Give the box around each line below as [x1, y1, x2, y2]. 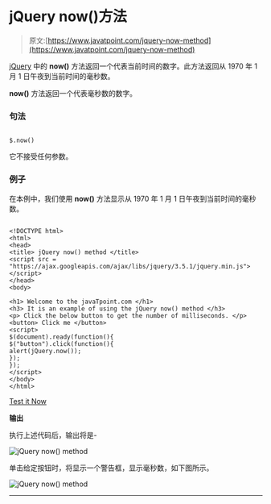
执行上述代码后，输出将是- [9, 430, 97, 439]
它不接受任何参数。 [9, 152, 73, 161]
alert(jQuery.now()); [9, 347, 82, 355]
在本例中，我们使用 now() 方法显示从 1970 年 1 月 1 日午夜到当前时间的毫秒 [9, 194, 257, 203]
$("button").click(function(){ [9, 339, 114, 348]
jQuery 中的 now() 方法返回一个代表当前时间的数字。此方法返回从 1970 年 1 [9, 61, 258, 71]
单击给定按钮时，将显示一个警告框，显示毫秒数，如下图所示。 [9, 463, 214, 473]
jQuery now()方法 [9, 7, 127, 26]
